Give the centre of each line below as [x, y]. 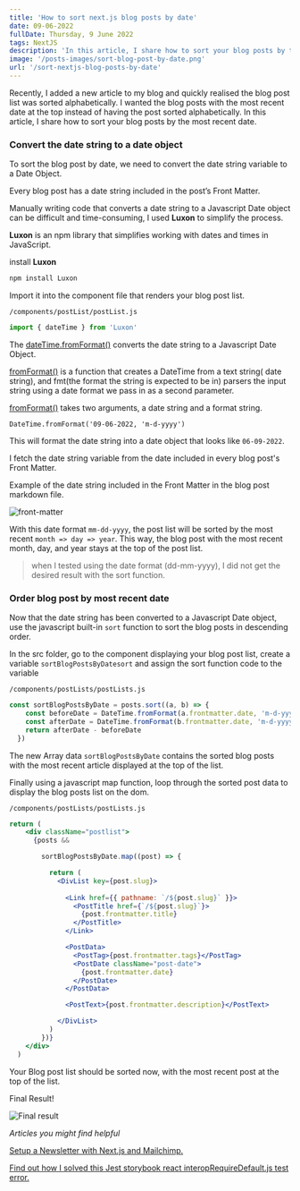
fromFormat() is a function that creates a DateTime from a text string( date [146, 371]
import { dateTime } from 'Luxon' [74, 328]
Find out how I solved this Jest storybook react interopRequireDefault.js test [149, 1168]
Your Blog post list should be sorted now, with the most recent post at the [144, 1071]
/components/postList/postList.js [74, 312]
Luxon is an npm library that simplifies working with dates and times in [139, 235]
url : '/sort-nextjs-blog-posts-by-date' [86, 68]
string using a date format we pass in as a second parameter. [122, 390]
